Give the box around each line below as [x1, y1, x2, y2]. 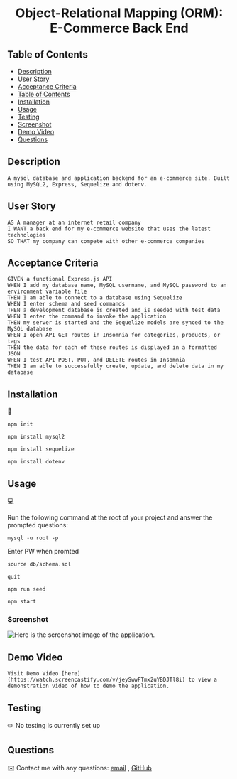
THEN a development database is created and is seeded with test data [7, 307, 221, 314]
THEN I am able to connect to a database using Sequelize [7, 294, 182, 301]
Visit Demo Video [7, 670, 59, 677]
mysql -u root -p [7, 534, 59, 542]
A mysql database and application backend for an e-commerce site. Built [7, 174, 231, 182]
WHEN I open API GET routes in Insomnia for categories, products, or [7, 332, 221, 339]
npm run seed [7, 586, 46, 593]
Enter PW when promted [7, 547, 79, 556]
